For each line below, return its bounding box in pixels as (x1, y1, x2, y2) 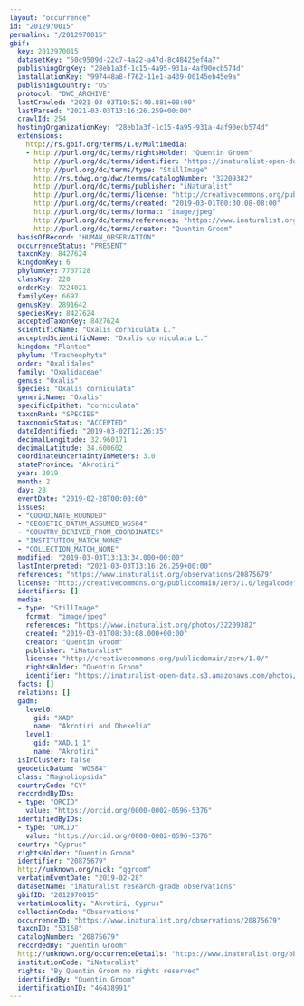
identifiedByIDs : (17, 815, 83, 824)
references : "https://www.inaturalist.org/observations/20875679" (17, 570, 273, 579)
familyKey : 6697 (17, 291, 79, 300)
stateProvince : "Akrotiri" (17, 460, 119, 470)
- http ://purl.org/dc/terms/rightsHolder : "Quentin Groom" (25, 148, 253, 157)
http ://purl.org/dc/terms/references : (33, 215, 180, 225)
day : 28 (17, 485, 47, 494)
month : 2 (17, 477, 51, 486)
